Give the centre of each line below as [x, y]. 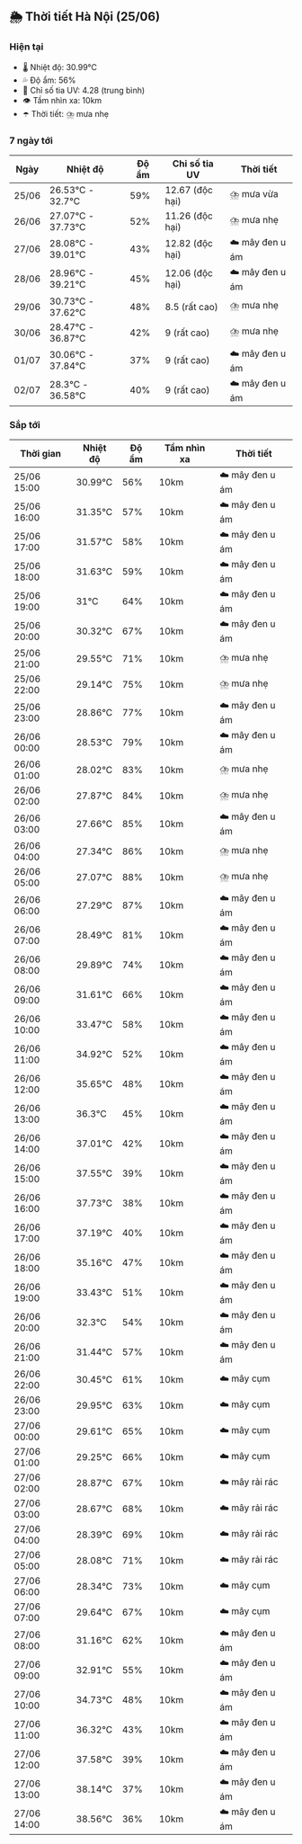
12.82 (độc [189, 244]
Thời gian [40, 454]
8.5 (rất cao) [191, 307]
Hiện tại [27, 47]
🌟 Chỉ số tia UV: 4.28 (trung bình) [84, 90]
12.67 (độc [189, 190]
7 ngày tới [31, 140]
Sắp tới [25, 424]
